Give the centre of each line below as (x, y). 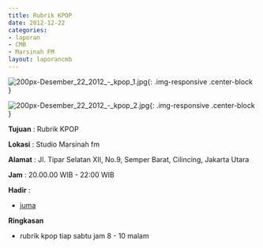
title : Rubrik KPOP (40, 15)
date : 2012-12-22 (37, 23)
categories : (28, 30)
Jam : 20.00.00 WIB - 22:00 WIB (61, 175)
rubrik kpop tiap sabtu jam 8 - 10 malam (84, 235)
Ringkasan (26, 220)
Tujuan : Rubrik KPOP (43, 129)
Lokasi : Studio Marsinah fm (54, 144)
